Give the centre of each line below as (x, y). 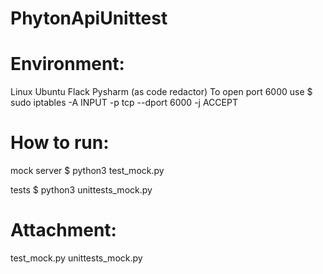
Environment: (67, 64)
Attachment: (63, 230)
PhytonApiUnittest (89, 18)
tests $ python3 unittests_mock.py (81, 190)
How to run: (60, 143)
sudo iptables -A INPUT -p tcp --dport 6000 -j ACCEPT (124, 103)
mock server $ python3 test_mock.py (87, 171)
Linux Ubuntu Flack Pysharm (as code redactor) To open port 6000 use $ (161, 92)
